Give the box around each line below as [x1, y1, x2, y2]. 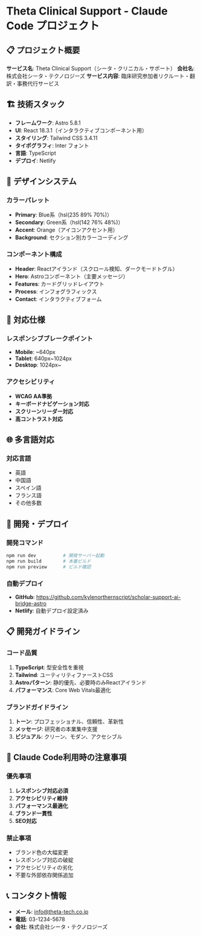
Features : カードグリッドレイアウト [14, 280, 104, 287]
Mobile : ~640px [14, 349, 56, 356]
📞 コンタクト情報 [6, 891, 67, 901]
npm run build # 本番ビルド [6, 558, 92, 565]
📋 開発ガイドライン [6, 626, 80, 637]
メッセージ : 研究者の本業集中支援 [14, 725, 98, 733]
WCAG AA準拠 [14, 392, 53, 400]
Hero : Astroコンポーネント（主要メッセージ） [14, 272, 129, 280]
